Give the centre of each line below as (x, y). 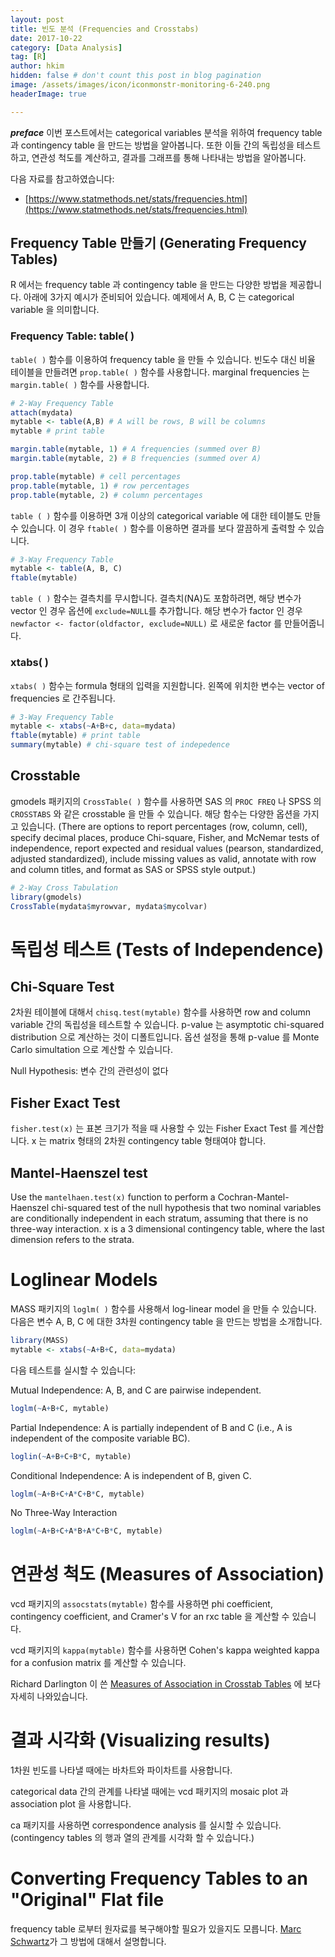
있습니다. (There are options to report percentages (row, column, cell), (164, 826)
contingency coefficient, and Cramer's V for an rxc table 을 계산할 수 (150, 1617)
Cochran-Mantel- (253, 1197)
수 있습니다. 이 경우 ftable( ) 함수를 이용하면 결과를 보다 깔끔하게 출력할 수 (158, 528)
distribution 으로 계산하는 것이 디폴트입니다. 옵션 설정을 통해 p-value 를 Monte (165, 1037)
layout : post (37, 19)
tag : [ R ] (28, 57)
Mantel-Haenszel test (79, 1172)
